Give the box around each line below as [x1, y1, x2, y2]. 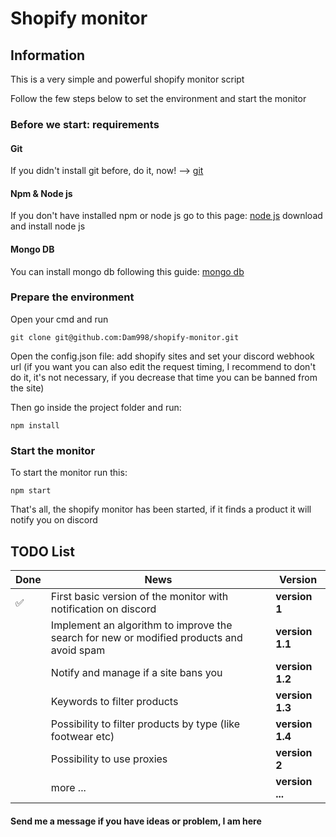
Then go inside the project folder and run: [10, 401, 182, 413]
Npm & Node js [10, 187, 73, 199]
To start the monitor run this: [10, 467, 128, 479]
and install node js [10, 220, 86, 232]
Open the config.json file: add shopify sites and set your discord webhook [10, 350, 315, 362]
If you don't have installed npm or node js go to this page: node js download [10, 210, 323, 222]
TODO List [10, 543, 75, 560]
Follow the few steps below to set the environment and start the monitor [10, 93, 307, 104]
